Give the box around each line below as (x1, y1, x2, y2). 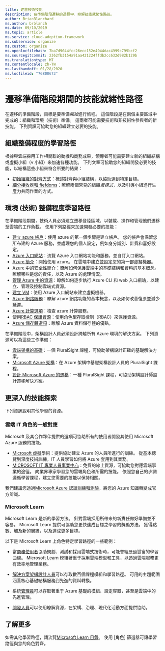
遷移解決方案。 (16, 378, 47, 384)
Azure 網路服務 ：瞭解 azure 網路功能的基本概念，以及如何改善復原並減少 (12, 296, 160, 302)
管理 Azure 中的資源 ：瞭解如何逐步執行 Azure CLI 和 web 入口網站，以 (12, 277, 155, 283)
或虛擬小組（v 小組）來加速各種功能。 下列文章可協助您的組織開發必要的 (5, 159, 152, 165)
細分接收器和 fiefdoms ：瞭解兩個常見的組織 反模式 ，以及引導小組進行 (12, 182, 152, 188)
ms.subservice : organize (5, 39, 56, 44)
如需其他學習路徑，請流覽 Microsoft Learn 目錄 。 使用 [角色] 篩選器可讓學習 (5, 634, 157, 640)
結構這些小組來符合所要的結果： (18, 165, 82, 171)
